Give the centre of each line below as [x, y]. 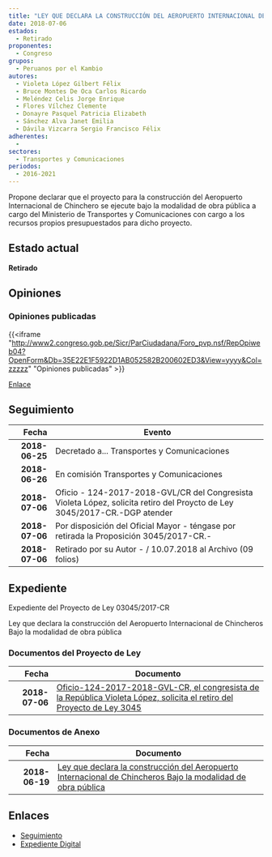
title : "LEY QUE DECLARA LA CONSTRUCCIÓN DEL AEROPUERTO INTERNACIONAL [132, 16]
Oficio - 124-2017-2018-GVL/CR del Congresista [154, 492]
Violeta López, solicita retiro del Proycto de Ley [144, 503]
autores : [23, 76]
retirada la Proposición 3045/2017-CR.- [134, 536]
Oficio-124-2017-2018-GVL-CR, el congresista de [158, 688]
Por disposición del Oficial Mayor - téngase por [146, 526]
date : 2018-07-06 [38, 23]
